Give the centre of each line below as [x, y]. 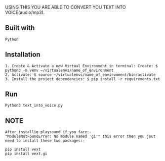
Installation [23, 55]
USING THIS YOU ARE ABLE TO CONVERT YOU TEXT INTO [65, 7]
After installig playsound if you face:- [48, 132]
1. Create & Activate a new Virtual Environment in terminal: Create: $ [82, 66]
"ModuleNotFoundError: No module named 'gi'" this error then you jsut [80, 136]
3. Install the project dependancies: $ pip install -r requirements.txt [83, 79]
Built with [20, 28]
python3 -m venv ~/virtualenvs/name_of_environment [59, 70]
